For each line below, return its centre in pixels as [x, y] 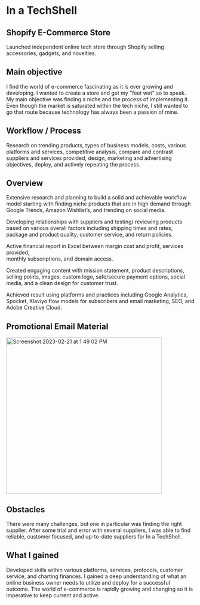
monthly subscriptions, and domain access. [60, 259]
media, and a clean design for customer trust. [62, 283]
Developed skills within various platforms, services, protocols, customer [95, 570]
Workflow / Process [44, 131]
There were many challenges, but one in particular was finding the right [94, 524]
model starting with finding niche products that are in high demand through [99, 204]
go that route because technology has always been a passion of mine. [93, 112]
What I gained [33, 556]
